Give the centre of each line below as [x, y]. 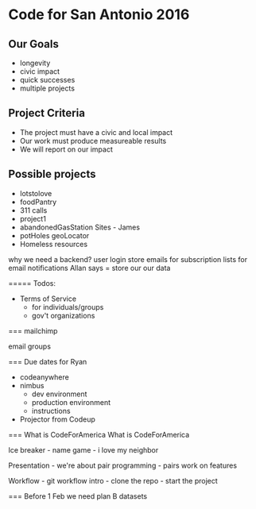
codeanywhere [44, 377]
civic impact [40, 71]
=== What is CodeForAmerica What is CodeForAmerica [99, 434]
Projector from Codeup [57, 419]
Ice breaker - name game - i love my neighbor [83, 449]
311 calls [33, 210]
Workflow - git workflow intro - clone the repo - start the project [113, 480]
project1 [33, 218]
